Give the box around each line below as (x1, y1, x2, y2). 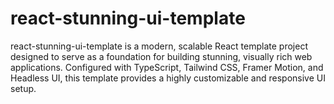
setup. (10, 82, 37, 94)
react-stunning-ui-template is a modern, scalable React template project (10, 40, 308, 52)
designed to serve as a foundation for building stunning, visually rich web (10, 50, 313, 62)
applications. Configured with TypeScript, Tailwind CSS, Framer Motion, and (10, 61, 324, 73)
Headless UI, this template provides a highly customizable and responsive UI (10, 72, 326, 84)
